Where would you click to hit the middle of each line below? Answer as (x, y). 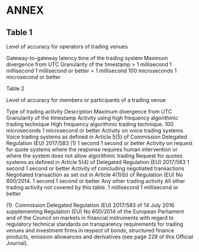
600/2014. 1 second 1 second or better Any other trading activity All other (96, 181)
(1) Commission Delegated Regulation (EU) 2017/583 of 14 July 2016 (90, 205)
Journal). (17, 243)
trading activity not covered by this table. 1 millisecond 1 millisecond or (92, 187)
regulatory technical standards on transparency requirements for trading (95, 224)
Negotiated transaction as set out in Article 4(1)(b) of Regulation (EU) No (94, 175)
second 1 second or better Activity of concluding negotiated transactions (95, 168)
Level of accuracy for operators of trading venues (67, 46)
